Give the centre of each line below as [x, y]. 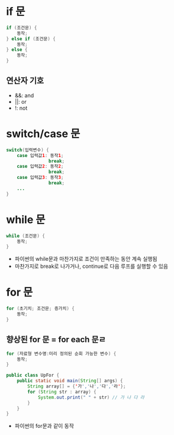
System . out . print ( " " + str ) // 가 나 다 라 [91, 397]
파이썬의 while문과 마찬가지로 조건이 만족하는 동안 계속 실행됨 [86, 259]
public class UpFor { [33, 375]
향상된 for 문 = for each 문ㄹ [56, 340]
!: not [21, 108]
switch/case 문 [43, 134]
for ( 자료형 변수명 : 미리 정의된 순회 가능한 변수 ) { [61, 354]
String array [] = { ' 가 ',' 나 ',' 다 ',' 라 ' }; [77, 386]
